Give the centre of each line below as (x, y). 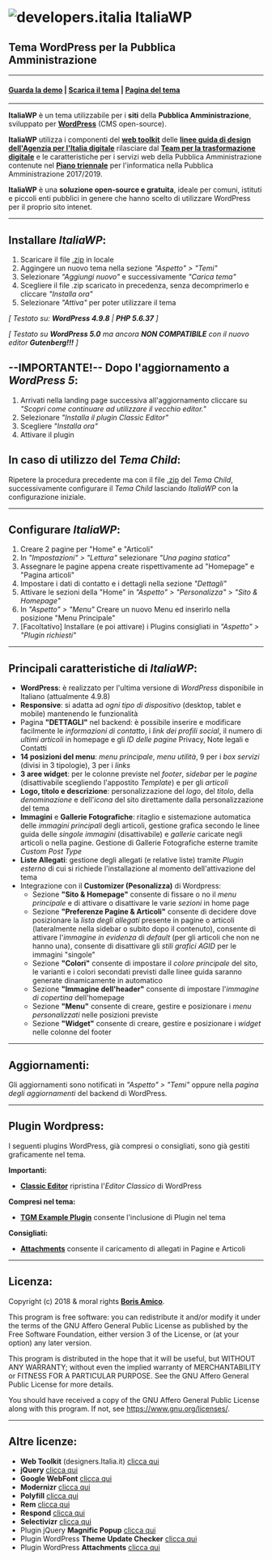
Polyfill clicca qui (49, 1495)
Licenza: (30, 1282)
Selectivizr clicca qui (55, 1521)
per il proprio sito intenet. (51, 207)
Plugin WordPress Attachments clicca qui (90, 1547)
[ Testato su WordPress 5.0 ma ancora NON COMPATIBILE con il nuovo (129, 334)
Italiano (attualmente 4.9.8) (65, 697)
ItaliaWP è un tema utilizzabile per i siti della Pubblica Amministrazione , (130, 115)
